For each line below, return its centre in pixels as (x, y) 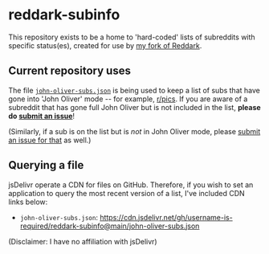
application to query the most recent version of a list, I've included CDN (126, 193)
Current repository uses (69, 71)
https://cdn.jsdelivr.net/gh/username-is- (166, 217)
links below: (28, 202)
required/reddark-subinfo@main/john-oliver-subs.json (110, 226)
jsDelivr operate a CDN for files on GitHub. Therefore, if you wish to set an (131, 184)
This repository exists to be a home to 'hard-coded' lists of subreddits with (132, 37)
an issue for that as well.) (50, 140)
